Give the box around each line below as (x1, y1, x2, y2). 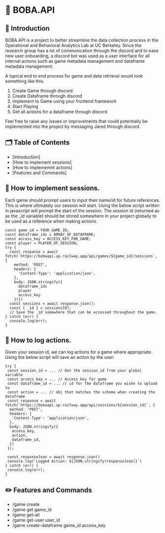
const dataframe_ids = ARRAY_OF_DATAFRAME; (5, 232, 96, 237)
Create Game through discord (12, 88, 73, 93)
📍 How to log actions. (5, 336, 71, 344)
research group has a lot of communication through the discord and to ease (5, 48, 159, 53)
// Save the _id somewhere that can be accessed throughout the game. (9, 309, 158, 315)
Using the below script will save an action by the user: (5, 354, 115, 360)
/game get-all (12, 512, 40, 518)
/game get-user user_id (12, 517, 61, 523)
